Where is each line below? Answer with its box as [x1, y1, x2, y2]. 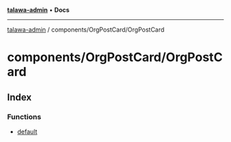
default [16, 127, 38, 136]
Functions [7, 112, 41, 121]
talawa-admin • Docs [7, 6, 70, 14]
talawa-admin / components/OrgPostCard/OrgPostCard [7, 25, 165, 34]
